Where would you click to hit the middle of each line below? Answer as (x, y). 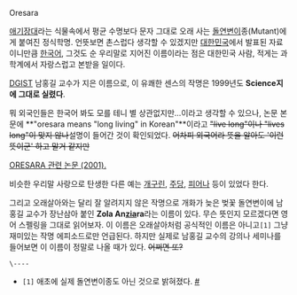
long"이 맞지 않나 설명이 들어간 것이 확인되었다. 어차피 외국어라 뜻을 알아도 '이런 (146, 135)
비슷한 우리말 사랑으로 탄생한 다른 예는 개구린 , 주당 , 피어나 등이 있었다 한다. (139, 184)
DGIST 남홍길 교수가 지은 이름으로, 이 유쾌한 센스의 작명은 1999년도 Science (143, 83)
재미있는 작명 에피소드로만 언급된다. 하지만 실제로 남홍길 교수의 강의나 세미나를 (145, 236)
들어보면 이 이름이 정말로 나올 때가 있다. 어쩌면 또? (96, 247)
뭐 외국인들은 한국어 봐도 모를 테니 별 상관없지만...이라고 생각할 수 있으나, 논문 (144, 113)
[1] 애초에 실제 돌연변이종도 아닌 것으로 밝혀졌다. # (111, 281)
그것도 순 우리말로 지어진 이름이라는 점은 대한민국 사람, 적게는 (172, 53)
